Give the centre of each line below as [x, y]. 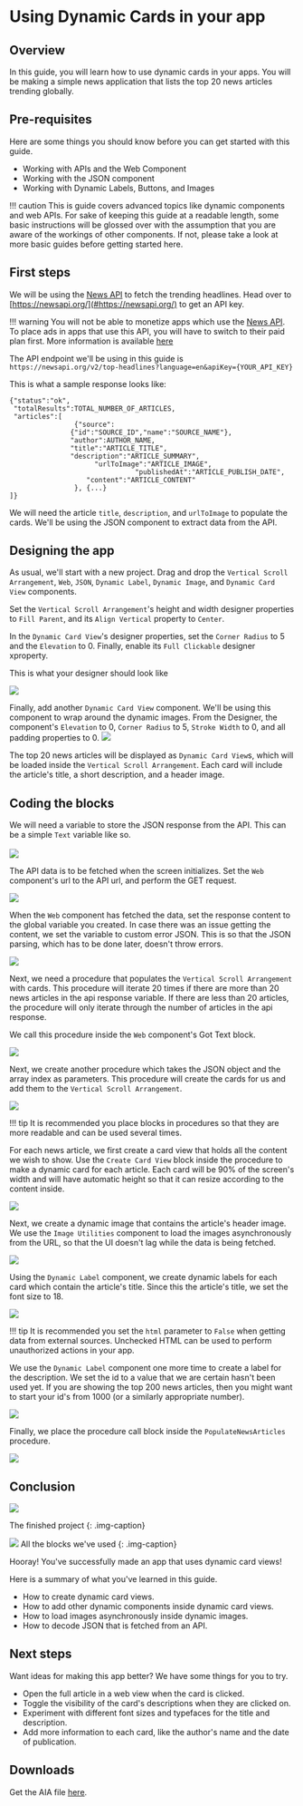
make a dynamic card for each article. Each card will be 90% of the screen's [152, 1170]
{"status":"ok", [40, 401]
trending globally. [42, 91]
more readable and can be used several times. [96, 1133]
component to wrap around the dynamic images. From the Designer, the [143, 717]
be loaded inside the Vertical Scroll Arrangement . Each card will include [146, 765]
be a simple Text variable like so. [70, 835]
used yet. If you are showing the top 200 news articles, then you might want [151, 1387]
